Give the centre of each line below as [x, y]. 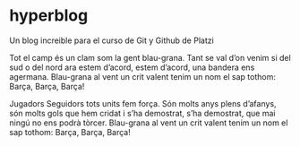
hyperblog [49, 16]
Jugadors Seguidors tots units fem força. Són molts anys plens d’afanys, [143, 103]
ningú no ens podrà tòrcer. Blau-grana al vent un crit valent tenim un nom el [149, 123]
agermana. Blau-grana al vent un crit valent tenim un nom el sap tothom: [142, 76]
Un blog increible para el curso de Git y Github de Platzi [112, 40]
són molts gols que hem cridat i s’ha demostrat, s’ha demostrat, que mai [142, 113]
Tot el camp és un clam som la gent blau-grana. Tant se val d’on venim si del [150, 57]
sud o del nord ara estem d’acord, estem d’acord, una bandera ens [132, 67]
